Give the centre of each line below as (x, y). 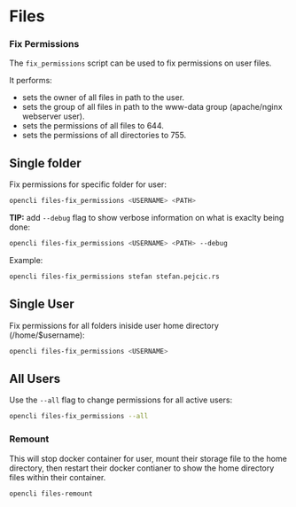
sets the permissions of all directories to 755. (104, 136)
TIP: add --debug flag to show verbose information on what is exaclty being (147, 218)
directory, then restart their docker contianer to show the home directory (142, 468)
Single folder (45, 163)
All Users (35, 379)
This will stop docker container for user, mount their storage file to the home (148, 458)
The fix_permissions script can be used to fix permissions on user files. (140, 63)
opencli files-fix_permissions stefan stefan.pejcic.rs (114, 277)
